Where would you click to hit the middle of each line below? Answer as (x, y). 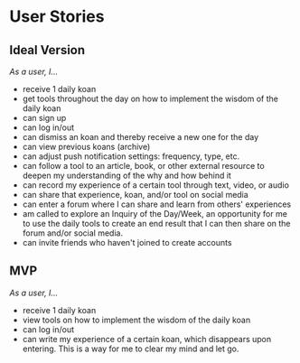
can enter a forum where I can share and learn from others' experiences (157, 204)
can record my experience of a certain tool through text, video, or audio (155, 185)
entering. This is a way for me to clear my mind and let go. (131, 349)
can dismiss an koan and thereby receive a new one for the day (141, 137)
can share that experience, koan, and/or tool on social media (135, 195)
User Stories (57, 17)
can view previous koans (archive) (86, 147)
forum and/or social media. (73, 233)
